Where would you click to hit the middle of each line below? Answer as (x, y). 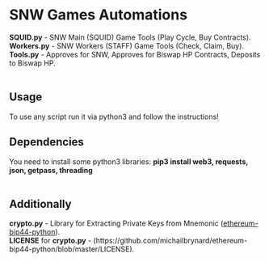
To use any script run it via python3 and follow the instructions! (114, 116)
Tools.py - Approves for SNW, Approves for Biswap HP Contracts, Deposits (135, 54)
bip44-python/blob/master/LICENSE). (72, 249)
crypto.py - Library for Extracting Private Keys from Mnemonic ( (116, 223)
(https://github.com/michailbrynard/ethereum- (170, 241)
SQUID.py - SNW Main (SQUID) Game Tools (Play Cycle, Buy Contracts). (130, 37)
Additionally (40, 204)
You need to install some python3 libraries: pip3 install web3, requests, (129, 161)
